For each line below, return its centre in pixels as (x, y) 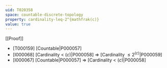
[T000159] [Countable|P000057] (47, 48)
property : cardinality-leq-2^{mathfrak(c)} (52, 19)
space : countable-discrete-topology (44, 15)
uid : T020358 (19, 10)
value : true (18, 24)
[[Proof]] (15, 39)
